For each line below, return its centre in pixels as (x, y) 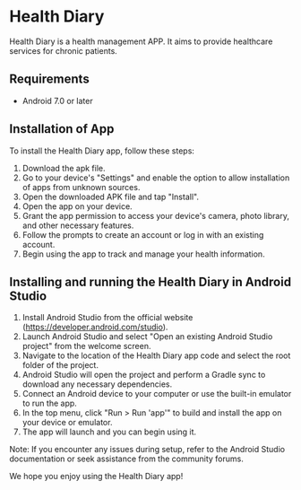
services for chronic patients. (64, 50)
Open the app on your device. (77, 206)
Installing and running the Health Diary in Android (150, 281)
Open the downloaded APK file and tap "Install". (111, 197)
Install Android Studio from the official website (107, 318)
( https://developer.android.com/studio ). (95, 327)
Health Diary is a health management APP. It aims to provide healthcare (141, 41)
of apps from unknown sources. (81, 187)
